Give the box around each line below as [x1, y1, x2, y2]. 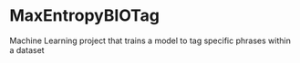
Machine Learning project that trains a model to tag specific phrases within [9, 35, 292, 46]
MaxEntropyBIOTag [9, 5, 160, 26]
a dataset [9, 44, 45, 55]
